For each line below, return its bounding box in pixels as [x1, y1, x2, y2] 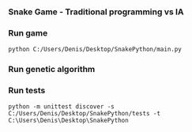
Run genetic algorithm [8, 64, 96, 75]
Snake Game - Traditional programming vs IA [8, 6, 184, 17]
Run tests [8, 85, 46, 96]
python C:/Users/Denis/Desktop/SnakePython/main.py [8, 46, 182, 54]
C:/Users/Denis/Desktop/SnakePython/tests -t [8, 110, 160, 118]
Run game [8, 27, 48, 38]
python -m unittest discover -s [8, 103, 115, 111]
